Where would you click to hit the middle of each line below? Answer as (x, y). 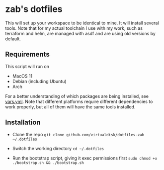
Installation (23, 123)
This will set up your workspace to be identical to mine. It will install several (82, 23)
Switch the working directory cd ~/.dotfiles (58, 148)
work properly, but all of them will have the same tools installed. (70, 107)
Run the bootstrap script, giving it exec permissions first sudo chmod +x (85, 158)
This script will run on (27, 66)
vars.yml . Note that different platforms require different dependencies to (79, 101)
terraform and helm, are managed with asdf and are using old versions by (80, 33)
